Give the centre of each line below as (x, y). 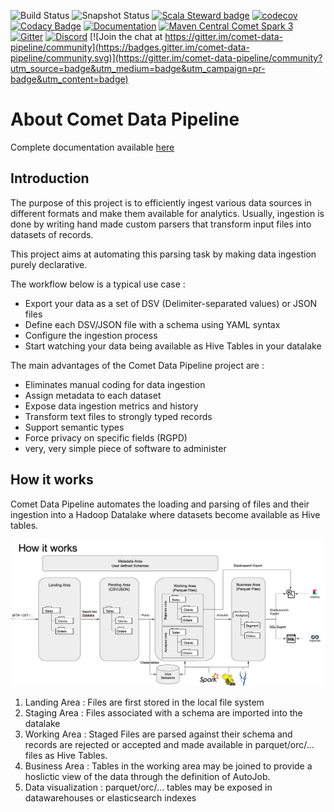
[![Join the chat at (126, 36)
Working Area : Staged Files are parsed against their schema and (158, 734)
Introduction (50, 178)
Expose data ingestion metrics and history (111, 406)
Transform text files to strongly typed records (118, 416)
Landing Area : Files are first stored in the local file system (144, 702)
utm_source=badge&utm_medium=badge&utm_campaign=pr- (138, 68)
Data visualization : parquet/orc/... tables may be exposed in (148, 787)
